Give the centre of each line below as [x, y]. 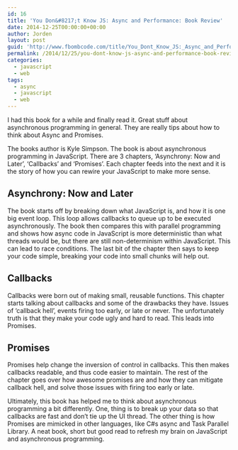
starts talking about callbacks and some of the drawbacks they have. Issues [118, 303]
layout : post [27, 40]
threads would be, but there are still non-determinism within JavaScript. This [119, 241]
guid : [15, 47]
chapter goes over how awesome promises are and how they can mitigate [115, 380]
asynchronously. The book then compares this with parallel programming [114, 226]
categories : [25, 60]
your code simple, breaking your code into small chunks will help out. [108, 256]
